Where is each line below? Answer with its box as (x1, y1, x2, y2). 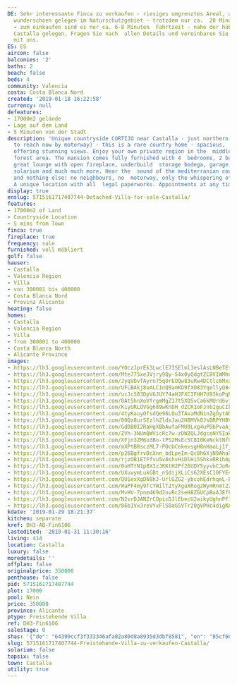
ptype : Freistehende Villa (7, 613, 87, 621)
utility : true (7, 666, 49, 673)
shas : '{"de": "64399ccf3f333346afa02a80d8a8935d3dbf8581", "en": (7, 633, 207, 640)
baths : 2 (7, 63, 33, 70)
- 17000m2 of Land (7, 207, 61, 214)
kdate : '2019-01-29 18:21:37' (7, 508, 97, 515)
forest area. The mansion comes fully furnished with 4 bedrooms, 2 (13, 154, 222, 162)
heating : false (7, 305, 52, 312)
